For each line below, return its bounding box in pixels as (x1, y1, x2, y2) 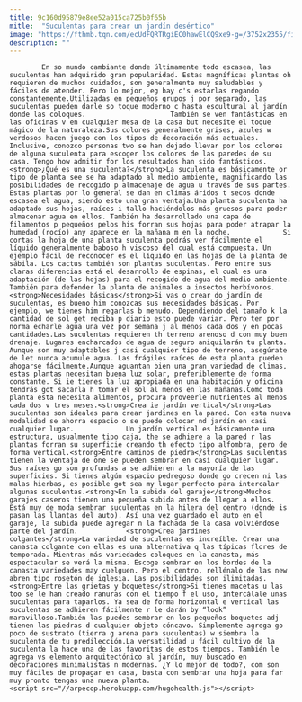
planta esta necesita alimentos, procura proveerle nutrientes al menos (9, 393, 288, 403)
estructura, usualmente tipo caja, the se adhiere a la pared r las (9, 432, 271, 441)
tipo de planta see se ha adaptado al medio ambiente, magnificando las (9, 173, 288, 182)
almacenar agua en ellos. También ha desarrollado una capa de (9, 212, 252, 221)
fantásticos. (218, 157, 268, 166)
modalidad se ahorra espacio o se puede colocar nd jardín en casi (9, 417, 268, 426)
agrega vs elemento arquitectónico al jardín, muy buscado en (9, 653, 247, 662)
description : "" (9, 38, 70, 48)
